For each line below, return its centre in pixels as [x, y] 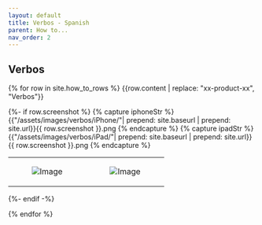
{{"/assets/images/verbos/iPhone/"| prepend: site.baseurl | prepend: [120, 120]
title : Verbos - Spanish [49, 23]
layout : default [35, 15]
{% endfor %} [31, 214]
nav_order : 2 [30, 37]
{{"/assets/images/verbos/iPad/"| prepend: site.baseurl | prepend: [115, 137]
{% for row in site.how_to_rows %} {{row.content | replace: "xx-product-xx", [131, 88]
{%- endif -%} [31, 199]
